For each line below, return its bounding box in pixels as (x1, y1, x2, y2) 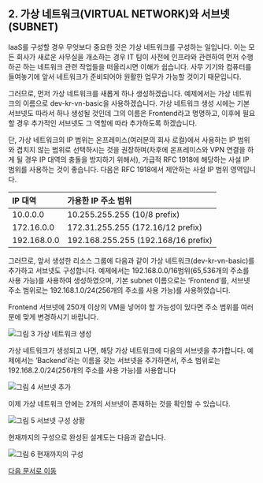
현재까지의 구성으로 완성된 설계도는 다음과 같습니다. (8, 432, 166, 442)
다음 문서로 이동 (8, 466, 57, 475)
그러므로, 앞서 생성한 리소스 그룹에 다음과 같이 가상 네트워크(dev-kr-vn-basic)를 (8, 256, 255, 265)
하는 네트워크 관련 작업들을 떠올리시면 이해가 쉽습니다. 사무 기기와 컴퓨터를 (22, 62, 252, 71)
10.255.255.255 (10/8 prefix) (66, 208, 180, 219)
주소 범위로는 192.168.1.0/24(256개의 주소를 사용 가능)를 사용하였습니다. (8, 285, 231, 294)
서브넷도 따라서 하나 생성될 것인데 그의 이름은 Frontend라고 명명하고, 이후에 (8, 108, 241, 118)
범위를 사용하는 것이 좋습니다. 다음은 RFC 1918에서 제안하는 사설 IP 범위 (8, 164, 229, 174)
